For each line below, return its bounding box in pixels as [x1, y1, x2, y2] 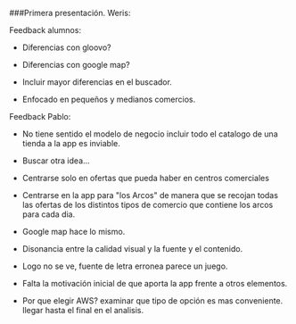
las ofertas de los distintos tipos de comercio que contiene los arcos [21, 200, 274, 210]
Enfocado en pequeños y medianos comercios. [21, 94, 196, 104]
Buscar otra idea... [21, 155, 91, 166]
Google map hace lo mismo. [21, 227, 126, 237]
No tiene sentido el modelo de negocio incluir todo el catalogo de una [21, 129, 278, 139]
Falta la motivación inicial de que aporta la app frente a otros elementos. [21, 278, 288, 288]
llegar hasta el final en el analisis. [21, 305, 144, 315]
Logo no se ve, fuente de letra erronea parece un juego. [21, 261, 228, 271]
